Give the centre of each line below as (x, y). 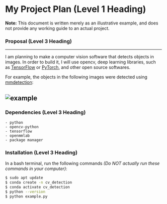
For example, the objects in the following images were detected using (76, 77)
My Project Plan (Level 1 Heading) (76, 9)
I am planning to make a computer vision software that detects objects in (80, 57)
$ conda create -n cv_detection (39, 183)
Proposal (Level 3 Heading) (39, 41)
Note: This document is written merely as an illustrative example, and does (82, 23)
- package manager (24, 140)
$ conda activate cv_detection (38, 187)
